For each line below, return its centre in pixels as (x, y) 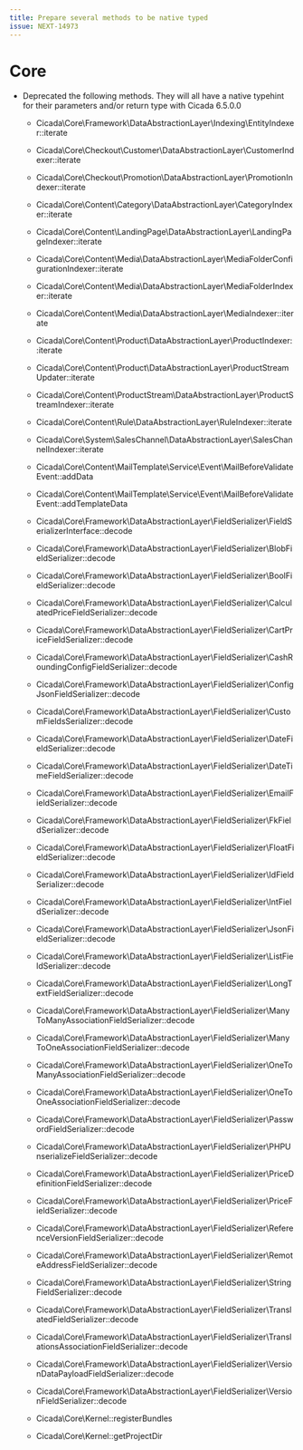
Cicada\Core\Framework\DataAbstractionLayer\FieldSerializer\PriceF (165, 1201)
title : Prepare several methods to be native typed (109, 18)
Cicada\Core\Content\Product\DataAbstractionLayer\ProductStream (162, 368)
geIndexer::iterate (69, 242)
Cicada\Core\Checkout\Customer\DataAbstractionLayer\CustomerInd (165, 150)
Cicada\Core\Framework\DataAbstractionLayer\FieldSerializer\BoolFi (164, 575)
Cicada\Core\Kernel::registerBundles (104, 1418)
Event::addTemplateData (82, 504)
